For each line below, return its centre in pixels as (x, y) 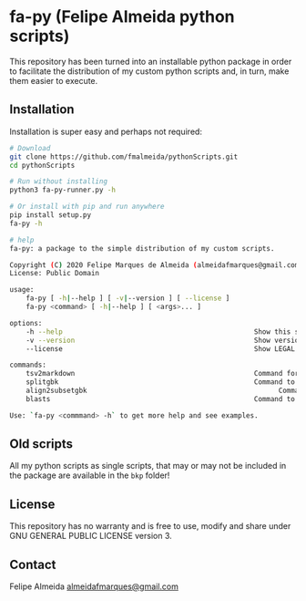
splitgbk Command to (161, 382)
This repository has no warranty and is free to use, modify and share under (150, 526)
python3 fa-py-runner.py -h (63, 190)
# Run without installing (58, 181)
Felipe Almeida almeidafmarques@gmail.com (94, 586)
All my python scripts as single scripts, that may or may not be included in (148, 466)
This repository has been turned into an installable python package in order (151, 61)
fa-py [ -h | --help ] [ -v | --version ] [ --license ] (128, 298)
